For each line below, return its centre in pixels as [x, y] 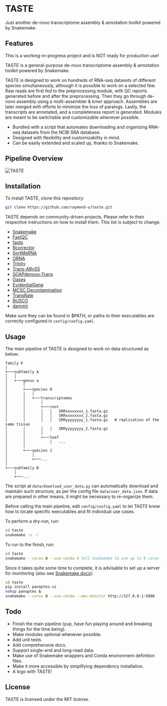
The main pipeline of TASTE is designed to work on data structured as [77, 349]
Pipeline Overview [34, 158]
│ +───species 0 [29, 390]
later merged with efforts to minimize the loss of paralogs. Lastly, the [76, 107]
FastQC [20, 237]
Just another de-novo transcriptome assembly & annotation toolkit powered [83, 22]
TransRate [23, 295]
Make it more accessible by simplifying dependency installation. [78, 666]
